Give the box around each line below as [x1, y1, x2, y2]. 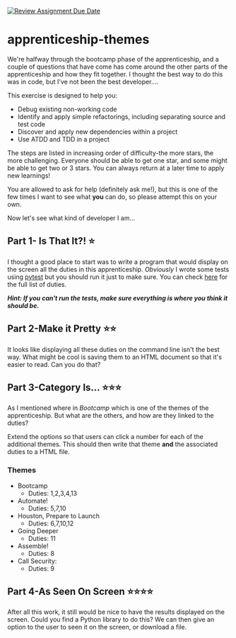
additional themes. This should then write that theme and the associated [7, 440, 218, 449]
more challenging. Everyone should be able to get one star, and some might [7, 156, 228, 164]
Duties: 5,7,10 [28, 503, 66, 513]
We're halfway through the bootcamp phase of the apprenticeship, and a [7, 55, 219, 63]
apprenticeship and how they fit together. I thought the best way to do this [7, 69, 223, 78]
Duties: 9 [28, 564, 55, 573]
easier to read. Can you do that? [7, 360, 101, 368]
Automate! [17, 496, 48, 505]
